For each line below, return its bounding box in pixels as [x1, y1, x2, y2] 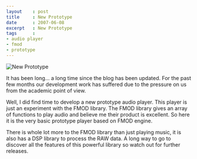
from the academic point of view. [6, 87, 87, 94]
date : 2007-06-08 [6, 19, 65, 25]
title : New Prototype [6, 14, 73, 20]
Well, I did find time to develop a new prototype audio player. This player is [6, 98, 188, 105]
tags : [6, 31, 35, 37]
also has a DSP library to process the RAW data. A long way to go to [6, 135, 171, 142]
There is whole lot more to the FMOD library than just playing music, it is [6, 128, 182, 135]
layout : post [6, 8, 49, 15]
